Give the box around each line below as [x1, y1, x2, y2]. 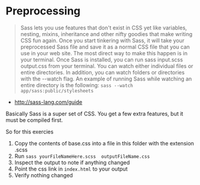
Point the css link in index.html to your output [14, 165, 128, 172]
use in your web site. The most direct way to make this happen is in [20, 49, 188, 56]
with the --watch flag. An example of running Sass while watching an [20, 75, 192, 82]
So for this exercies [5, 128, 54, 135]
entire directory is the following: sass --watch [20, 81, 133, 88]
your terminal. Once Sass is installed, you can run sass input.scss [20, 56, 183, 63]
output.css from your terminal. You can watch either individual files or [20, 62, 193, 70]
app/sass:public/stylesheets [20, 88, 94, 94]
